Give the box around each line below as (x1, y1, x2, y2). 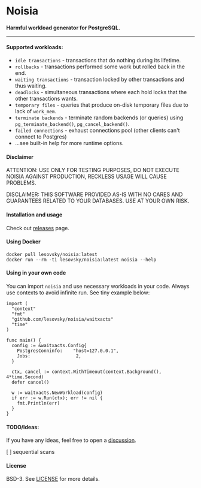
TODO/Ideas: (6, 423, 39, 430)
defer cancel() (11, 379, 50, 385)
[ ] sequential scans (6, 448, 55, 456)
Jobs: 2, (17, 353, 82, 359)
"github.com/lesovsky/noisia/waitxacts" (11, 316, 114, 322)
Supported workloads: (6, 43, 63, 50)
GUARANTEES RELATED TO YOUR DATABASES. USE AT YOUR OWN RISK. (6, 197, 190, 204)
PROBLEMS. (6, 179, 36, 186)
